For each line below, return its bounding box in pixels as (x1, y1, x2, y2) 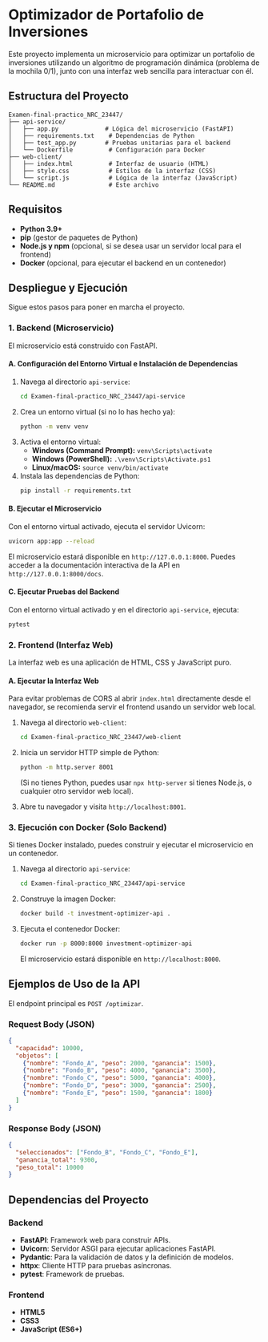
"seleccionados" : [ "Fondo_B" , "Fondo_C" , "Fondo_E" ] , (15, 1148, 198, 1156)
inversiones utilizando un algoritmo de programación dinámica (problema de (8, 58, 260, 67)
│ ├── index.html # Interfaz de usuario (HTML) (8, 160, 210, 168)
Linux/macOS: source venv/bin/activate (31, 463, 169, 472)
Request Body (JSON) (8, 1018, 95, 1029)
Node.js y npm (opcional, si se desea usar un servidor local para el (19, 241, 242, 250)
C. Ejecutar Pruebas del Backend (8, 587, 120, 596)
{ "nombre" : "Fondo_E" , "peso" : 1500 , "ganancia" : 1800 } (22, 1089, 214, 1097)
